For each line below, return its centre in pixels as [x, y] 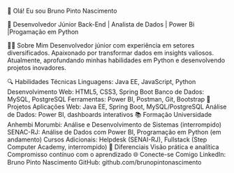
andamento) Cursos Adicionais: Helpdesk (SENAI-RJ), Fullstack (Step [107, 139]
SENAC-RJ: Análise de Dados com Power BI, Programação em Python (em [114, 132]
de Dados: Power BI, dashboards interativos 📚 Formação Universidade [109, 115]
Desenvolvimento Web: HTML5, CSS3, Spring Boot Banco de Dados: [106, 92]
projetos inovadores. [37, 68]
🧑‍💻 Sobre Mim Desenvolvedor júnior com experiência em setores [101, 45]
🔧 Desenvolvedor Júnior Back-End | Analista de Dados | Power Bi [101, 24]
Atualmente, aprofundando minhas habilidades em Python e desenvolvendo [116, 60]
